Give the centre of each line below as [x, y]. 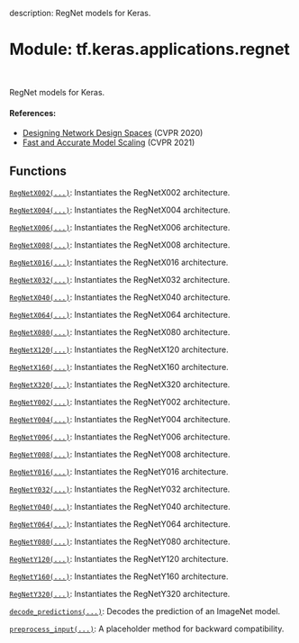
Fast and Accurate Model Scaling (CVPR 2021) [109, 142]
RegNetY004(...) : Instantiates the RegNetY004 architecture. [120, 419]
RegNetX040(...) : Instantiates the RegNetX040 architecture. [120, 297]
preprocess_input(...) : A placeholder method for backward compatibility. [147, 629]
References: [33, 113]
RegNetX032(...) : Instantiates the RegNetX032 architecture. [120, 279]
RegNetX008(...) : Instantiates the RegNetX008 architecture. [120, 245]
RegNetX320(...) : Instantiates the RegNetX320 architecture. [120, 384]
